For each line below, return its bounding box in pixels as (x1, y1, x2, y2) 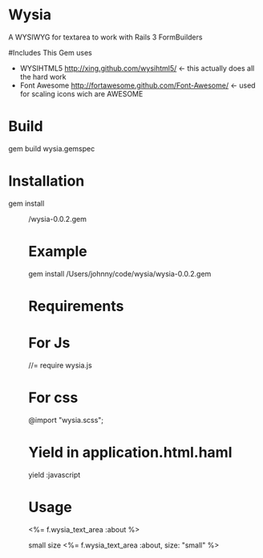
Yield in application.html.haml (28, 444, 233, 462)
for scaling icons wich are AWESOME (19, 88, 144, 98)
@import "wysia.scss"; (28, 415, 104, 425)
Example (28, 243, 87, 261)
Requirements (28, 297, 124, 315)
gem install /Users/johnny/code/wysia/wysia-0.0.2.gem (28, 269, 212, 278)
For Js (28, 334, 71, 352)
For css (28, 388, 79, 407)
